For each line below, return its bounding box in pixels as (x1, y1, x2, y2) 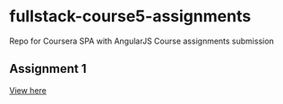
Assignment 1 (9, 61, 87, 76)
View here (9, 84, 47, 95)
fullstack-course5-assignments (9, 6, 252, 27)
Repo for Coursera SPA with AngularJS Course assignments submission (9, 36, 275, 46)
